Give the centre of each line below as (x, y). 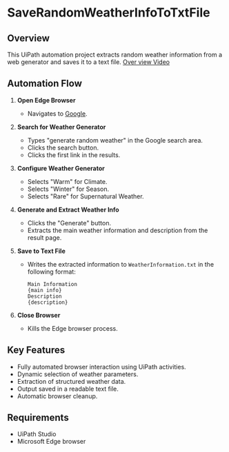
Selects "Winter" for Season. (68, 189)
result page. (44, 237)
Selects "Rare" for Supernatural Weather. (86, 196)
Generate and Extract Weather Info (68, 209)
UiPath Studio (37, 434)
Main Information (52, 284)
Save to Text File (41, 251)
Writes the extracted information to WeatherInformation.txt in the (121, 264)
